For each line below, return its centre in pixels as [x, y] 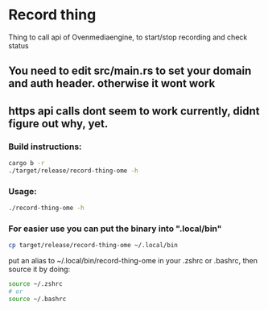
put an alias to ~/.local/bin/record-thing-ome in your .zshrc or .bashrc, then [133, 261]
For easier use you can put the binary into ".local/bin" [115, 229]
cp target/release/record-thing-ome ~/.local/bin [93, 246]
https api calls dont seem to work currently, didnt [134, 111]
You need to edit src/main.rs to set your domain [130, 71]
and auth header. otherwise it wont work [112, 83]
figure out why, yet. [58, 124]
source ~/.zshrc [35, 284]
